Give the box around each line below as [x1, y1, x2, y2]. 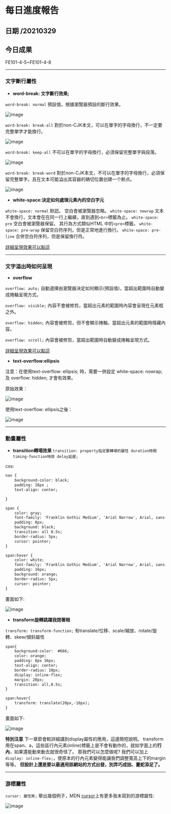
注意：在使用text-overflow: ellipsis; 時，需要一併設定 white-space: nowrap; [5, 368, 163, 374]
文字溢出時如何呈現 [5, 263, 52, 270]
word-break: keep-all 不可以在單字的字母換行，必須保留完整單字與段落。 [5, 149, 159, 155]
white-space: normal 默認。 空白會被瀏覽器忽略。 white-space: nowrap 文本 [5, 208, 164, 214]
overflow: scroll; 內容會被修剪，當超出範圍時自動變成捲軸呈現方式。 [5, 337, 153, 343]
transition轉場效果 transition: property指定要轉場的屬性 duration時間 [12, 447, 157, 454]
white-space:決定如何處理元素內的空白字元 [12, 197, 104, 203]
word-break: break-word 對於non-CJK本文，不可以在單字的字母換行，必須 [5, 169, 160, 176]
